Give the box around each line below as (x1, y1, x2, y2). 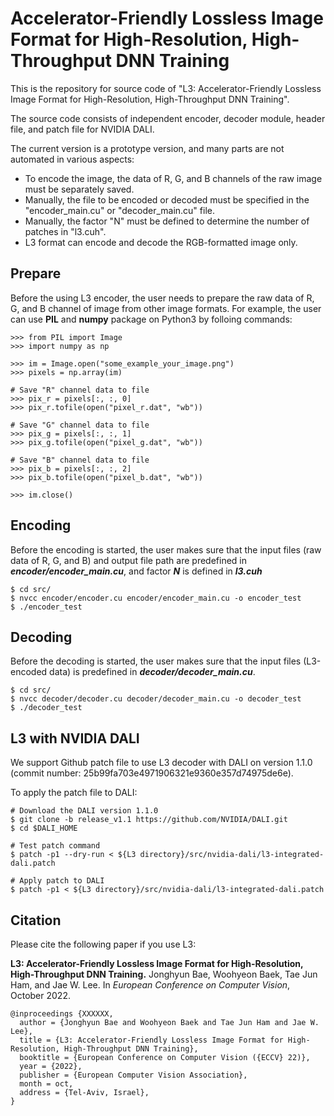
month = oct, (19, 1079, 74, 1089)
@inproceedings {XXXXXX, (10, 1009, 114, 1019)
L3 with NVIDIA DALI (10, 730, 140, 747)
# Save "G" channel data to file (10, 420, 150, 430)
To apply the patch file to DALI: (10, 787, 138, 799)
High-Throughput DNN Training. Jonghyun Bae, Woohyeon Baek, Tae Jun (10, 968, 318, 980)
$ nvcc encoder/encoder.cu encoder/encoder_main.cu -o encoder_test (10, 593, 302, 603)
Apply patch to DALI (19, 876, 105, 886)
